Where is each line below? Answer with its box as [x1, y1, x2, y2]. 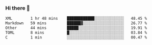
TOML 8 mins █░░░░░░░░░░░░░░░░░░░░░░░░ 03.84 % [5, 30, 147, 35]
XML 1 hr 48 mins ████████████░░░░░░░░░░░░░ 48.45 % [5, 16, 147, 21]
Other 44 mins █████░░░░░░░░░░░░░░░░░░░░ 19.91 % [5, 25, 147, 31]
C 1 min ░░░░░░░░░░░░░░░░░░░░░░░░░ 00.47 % [5, 35, 147, 40]
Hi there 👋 [5, 5, 31, 12]
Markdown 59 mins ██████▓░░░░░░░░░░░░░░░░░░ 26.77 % [5, 21, 147, 26]
